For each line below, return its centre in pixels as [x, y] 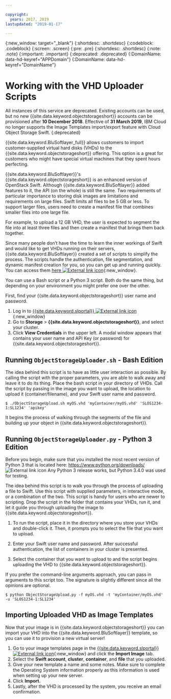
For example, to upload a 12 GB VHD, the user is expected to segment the [82, 222]
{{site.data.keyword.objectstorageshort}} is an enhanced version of [76, 179]
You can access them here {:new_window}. [71, 270]
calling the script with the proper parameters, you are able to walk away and [85, 378]
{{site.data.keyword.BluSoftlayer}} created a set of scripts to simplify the [82, 254]
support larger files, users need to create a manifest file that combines [79, 207]
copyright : [17, 14]
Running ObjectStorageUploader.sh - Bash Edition [84, 360]
